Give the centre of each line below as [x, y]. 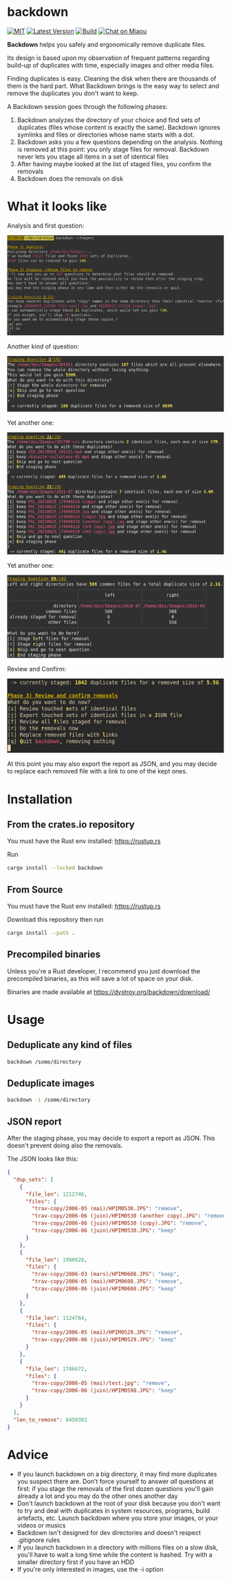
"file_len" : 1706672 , [56, 1369]
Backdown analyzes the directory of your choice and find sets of [109, 120]
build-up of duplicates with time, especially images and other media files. [111, 65]
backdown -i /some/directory [49, 1100]
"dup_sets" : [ [33, 1179]
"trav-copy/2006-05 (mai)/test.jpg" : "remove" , [101, 1383]
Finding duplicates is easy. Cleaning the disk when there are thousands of [112, 78]
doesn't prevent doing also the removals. [65, 1145]
